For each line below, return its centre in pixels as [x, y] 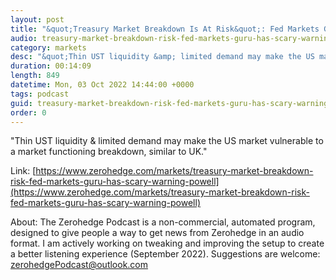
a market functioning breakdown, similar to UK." [109, 152]
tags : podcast [40, 94]
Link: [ [23, 171]
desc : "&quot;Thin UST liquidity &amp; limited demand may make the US [162, 57]
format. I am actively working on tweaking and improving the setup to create [167, 243]
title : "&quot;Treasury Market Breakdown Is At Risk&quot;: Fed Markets [165, 29]
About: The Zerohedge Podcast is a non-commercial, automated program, [163, 222]
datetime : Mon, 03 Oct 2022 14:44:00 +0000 [102, 85]
